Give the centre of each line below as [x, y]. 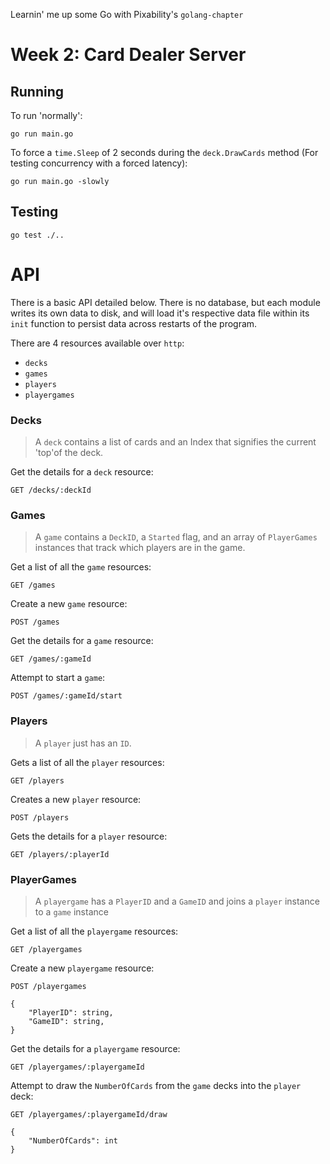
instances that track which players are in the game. [140, 548]
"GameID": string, [66, 1021]
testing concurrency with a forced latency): [99, 163]
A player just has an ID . [83, 743]
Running [37, 91]
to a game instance [71, 911]
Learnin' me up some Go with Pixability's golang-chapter [127, 14]
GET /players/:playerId [60, 854]
